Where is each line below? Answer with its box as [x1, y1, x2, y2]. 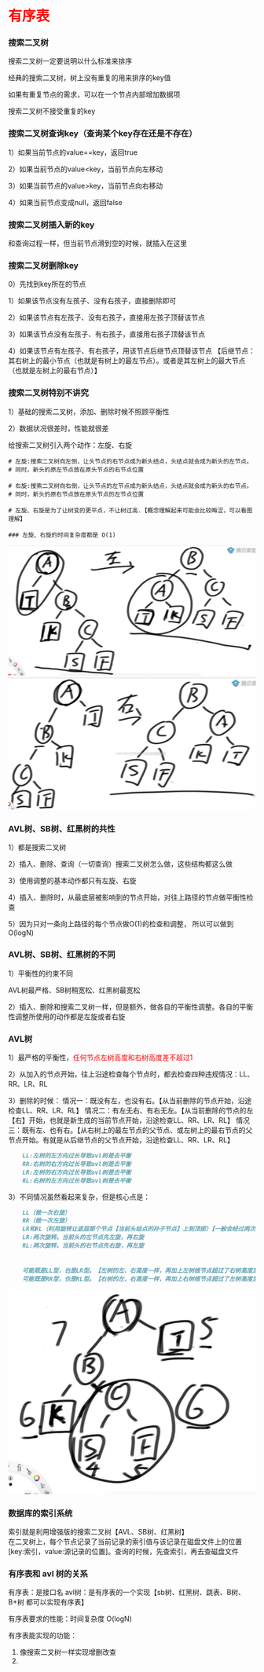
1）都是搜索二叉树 [8, 842, 67, 852]
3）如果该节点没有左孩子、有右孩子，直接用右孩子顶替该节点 [8, 329, 206, 339]
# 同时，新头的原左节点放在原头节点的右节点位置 [8, 465, 144, 474]
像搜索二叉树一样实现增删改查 [19, 1648, 116, 1657]
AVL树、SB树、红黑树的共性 [8, 823, 115, 834]
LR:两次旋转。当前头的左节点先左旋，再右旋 [22, 1234, 145, 1241]
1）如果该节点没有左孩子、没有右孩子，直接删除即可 [8, 296, 177, 306]
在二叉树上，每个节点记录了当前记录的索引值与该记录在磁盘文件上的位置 [8, 1537, 242, 1546]
